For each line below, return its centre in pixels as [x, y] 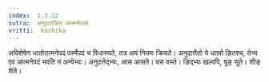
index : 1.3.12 [34, 16]
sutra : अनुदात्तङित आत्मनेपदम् [48, 23]
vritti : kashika [37, 30]
